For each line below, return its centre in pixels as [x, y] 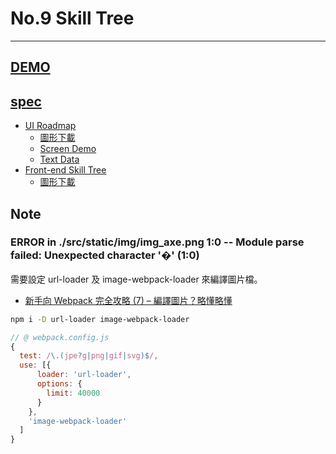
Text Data [59, 159]
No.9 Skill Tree [72, 18]
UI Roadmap [50, 126]
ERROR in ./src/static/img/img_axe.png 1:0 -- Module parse [157, 242]
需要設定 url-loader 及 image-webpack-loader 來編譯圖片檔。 [136, 279]
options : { [59, 384]
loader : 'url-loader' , [84, 375]
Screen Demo [68, 149]
